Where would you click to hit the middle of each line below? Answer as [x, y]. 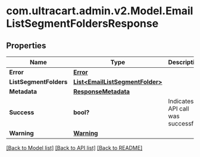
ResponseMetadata [101, 92]
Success [22, 112]
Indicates [181, 101]
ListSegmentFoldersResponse [82, 23]
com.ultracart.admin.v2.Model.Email [100, 11]
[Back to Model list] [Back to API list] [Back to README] [74, 148]
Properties [26, 45]
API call [179, 109]
